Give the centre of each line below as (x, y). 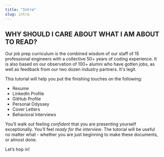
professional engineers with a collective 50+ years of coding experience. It (81, 59)
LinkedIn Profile (28, 94)
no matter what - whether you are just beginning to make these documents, (82, 135)
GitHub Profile (26, 99)
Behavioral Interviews (34, 115)
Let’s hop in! (17, 149)
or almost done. (21, 140)
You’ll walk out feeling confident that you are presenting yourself (71, 124)
